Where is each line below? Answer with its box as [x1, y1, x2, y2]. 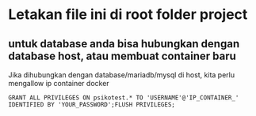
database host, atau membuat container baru [8, 49, 236, 62]
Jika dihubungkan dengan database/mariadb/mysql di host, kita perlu [8, 70, 235, 80]
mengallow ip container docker [8, 79, 109, 88]
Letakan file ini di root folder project [8, 6, 248, 24]
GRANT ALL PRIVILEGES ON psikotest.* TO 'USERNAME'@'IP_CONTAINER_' [8, 94, 239, 102]
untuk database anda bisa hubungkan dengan [8, 37, 240, 51]
